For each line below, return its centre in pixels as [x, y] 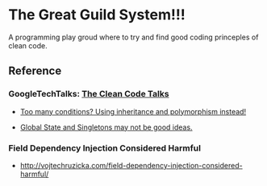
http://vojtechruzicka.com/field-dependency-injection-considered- [131, 165]
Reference [35, 71]
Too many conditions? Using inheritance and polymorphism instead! [133, 111]
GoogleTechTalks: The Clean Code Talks [89, 94]
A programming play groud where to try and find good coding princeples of [133, 37]
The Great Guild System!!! [97, 15]
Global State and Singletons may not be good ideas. [106, 127]
